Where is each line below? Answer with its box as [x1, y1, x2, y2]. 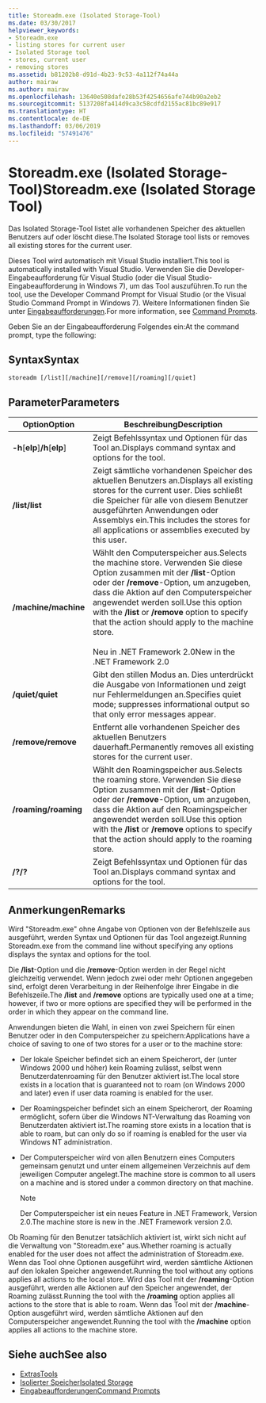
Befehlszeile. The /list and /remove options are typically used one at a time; [8, 990, 254, 1000]
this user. [92, 534, 127, 545]
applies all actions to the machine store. [8, 1325, 139, 1334]
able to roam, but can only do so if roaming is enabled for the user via [19, 1129, 247, 1138]
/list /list [12, 500, 42, 511]
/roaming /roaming [12, 804, 83, 815]
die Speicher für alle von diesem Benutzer [92, 495, 249, 506]
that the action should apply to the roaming [92, 834, 253, 845]
